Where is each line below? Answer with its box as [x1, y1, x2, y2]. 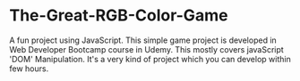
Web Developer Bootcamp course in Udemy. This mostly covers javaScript [9, 44, 284, 54]
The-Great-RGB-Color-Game [9, 5, 228, 26]
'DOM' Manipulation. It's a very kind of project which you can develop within [9, 53, 291, 64]
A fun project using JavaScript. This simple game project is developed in [9, 35, 278, 45]
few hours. [9, 63, 49, 74]
